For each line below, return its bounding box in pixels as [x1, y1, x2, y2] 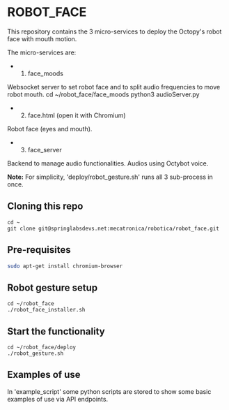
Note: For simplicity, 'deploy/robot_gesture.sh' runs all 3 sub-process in [7, 173, 214, 181]
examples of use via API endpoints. [7, 395, 109, 403]
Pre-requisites [7, 244, 71, 256]
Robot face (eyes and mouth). [7, 124, 93, 133]
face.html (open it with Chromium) [27, 111, 127, 119]
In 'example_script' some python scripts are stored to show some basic [7, 387, 212, 395]
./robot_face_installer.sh [7, 307, 86, 314]
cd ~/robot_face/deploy [7, 344, 77, 351]
